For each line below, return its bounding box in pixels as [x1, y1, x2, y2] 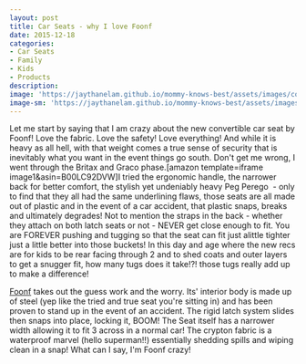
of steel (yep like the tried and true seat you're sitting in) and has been [9, 296, 273, 307]
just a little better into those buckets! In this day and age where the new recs [9, 239, 296, 251]
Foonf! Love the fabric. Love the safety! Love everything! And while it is [9, 133, 277, 144]
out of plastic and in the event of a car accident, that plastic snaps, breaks [9, 201, 288, 212]
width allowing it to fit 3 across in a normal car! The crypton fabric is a [9, 325, 272, 336]
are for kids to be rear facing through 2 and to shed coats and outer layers [9, 249, 288, 260]
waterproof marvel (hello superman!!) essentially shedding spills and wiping [9, 335, 294, 346]
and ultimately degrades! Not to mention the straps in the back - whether [9, 211, 283, 222]
